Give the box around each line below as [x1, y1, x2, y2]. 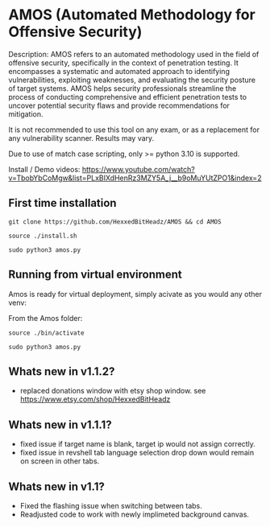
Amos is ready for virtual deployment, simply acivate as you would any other [8, 289, 263, 298]
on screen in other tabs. [19, 456, 100, 466]
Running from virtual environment [8, 268, 183, 282]
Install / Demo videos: [8, 164, 81, 174]
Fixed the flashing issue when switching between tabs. [19, 501, 203, 510]
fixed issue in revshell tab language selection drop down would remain [19, 448, 255, 458]
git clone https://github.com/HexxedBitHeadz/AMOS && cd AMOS [8, 217, 222, 226]
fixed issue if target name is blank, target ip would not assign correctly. [19, 439, 256, 449]
